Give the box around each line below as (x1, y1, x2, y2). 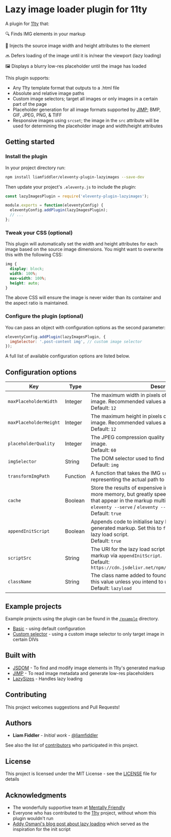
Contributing (5, 690, 47, 699)
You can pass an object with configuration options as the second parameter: (5, 324, 165, 330)
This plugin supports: (5, 75, 50, 81)
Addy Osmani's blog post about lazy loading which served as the (12, 821, 149, 827)
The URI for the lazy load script (91, 546, 165, 553)
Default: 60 (91, 446, 117, 454)
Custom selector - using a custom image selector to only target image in (12, 630, 164, 637)
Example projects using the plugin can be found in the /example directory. (5, 615, 159, 622)
